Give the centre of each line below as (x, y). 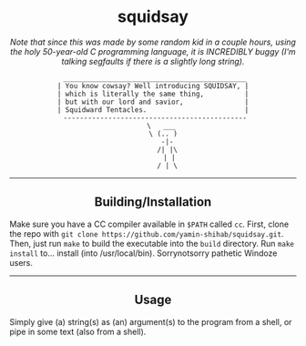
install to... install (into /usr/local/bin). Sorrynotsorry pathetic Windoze (143, 253)
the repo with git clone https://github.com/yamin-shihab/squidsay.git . (147, 233)
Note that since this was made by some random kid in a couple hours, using (153, 42)
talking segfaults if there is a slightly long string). (153, 61)
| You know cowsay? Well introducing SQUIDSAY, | (153, 86)
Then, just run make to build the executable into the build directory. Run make (152, 243)
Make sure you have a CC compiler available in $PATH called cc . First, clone (149, 224)
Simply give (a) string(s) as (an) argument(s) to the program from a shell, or (151, 321)
